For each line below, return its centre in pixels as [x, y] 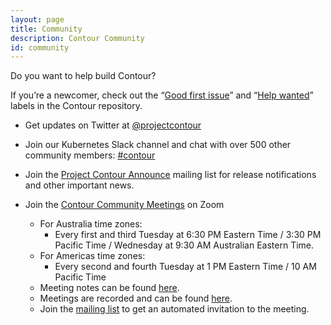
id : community [40, 47]
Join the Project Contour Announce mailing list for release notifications [170, 175]
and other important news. [79, 185]
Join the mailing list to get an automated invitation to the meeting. [174, 309]
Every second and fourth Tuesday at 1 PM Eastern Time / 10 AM [185, 267]
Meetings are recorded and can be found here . [136, 298]
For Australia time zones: [91, 224]
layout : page [37, 19]
